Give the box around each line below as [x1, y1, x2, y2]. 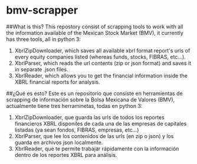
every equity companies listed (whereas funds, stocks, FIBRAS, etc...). [14, 53, 186, 60]
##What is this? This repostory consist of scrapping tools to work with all [6, 23, 183, 30]
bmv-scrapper [6, 4, 78, 17]
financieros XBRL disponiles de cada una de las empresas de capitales [14, 120, 187, 127]
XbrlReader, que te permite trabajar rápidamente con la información [14, 145, 179, 152]
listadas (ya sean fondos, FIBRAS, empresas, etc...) [14, 126, 139, 133]
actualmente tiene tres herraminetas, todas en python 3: [6, 102, 143, 109]
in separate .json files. [14, 65, 69, 73]
